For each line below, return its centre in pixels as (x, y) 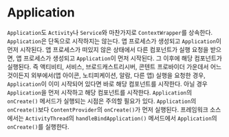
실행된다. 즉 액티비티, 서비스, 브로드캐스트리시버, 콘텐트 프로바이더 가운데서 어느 (115, 66)
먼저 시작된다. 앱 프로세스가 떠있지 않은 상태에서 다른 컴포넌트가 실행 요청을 (108, 49)
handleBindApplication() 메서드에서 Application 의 (146, 118)
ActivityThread (47, 119)
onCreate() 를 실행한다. (38, 126)
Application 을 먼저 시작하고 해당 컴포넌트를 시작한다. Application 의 (100, 92)
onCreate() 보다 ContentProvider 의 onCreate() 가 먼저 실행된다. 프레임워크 (108, 109)
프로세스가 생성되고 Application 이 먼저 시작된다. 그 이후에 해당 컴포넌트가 (122, 58)
